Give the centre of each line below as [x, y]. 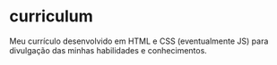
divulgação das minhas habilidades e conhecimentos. [108, 50]
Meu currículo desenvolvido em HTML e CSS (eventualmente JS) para [139, 41]
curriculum [52, 16]
